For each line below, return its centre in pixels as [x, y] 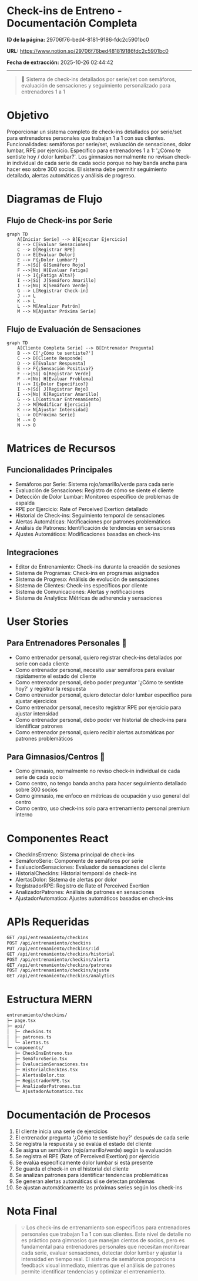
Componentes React [58, 838]
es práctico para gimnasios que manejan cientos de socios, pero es [103, 1240]
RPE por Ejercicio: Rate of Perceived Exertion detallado [81, 509]
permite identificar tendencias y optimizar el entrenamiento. [93, 1272]
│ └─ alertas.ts [28, 1043]
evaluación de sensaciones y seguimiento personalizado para [96, 85]
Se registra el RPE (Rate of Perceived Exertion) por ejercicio [87, 1156]
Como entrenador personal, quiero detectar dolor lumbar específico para [103, 695]
